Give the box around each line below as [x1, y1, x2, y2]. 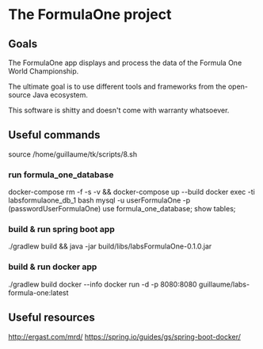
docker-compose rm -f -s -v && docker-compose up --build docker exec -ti [8, 188, 255, 197]
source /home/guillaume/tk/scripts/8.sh [8, 149, 138, 159]
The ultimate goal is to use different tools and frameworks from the [8, 82, 227, 91]
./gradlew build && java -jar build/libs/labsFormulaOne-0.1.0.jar [8, 241, 212, 251]
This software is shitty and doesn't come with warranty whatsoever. [8, 105, 230, 115]
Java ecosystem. [32, 90, 89, 100]
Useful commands [8, 128, 101, 142]
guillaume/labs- [198, 279, 250, 289]
